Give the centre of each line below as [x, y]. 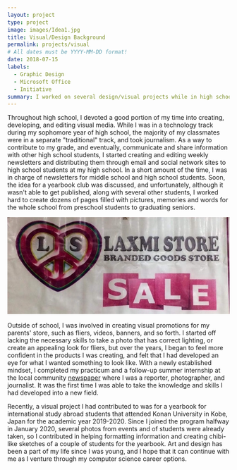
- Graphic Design [39, 74]
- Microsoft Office [42, 82]
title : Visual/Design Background [56, 37]
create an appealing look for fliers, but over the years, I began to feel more [115, 348]
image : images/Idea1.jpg [44, 30]
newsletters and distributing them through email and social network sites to [117, 163]
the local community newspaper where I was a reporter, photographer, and [116, 378]
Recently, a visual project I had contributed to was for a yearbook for [107, 407]
